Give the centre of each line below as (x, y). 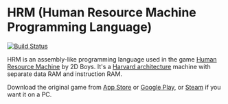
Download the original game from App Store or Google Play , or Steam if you (114, 87)
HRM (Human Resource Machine (102, 13)
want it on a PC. (30, 94)
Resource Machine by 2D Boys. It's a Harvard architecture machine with (109, 66)
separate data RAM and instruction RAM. (65, 74)
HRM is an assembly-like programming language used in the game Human (112, 59)
